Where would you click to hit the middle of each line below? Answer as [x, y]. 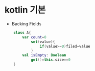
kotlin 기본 [25, 10]
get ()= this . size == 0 [50, 60]
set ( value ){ [43, 42]
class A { [22, 33]
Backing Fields [26, 24]
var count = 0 [35, 37]
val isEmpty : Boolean [44, 55]
